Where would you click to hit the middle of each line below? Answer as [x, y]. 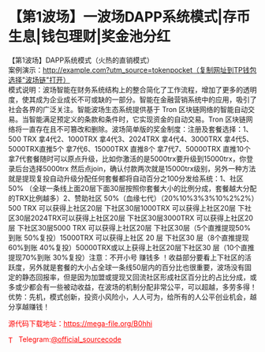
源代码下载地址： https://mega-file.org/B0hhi [80, 323]
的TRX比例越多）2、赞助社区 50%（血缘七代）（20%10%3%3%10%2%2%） [131, 198]
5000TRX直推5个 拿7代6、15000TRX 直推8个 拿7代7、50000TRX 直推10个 [129, 148]
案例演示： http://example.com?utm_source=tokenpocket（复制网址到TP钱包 [132, 69]
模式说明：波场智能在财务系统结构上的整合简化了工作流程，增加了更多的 [125, 89]
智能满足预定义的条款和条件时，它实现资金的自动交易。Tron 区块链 [137, 119]
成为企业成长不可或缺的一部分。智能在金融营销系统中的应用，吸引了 [146, 99]
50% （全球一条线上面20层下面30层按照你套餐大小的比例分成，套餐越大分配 [132, 188]
